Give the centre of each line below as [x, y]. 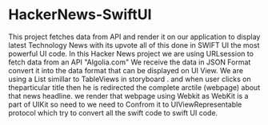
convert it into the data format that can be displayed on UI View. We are [126, 70]
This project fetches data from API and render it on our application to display [134, 37]
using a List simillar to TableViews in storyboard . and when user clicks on [130, 79]
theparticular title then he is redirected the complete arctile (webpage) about [134, 87]
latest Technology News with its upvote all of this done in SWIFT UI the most [134, 45]
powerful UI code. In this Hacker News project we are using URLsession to [131, 53]
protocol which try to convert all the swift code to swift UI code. [113, 112]
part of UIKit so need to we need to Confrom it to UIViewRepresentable [125, 104]
